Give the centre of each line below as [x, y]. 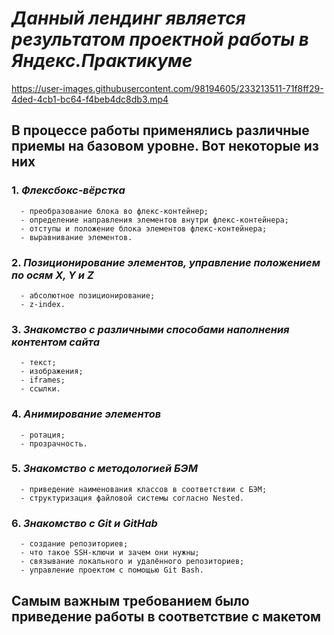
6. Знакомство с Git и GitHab [84, 523]
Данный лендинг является [128, 18]
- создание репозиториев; [74, 544]
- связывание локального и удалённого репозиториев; [132, 562]
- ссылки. [40, 389]
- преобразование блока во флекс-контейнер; [114, 211]
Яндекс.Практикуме [102, 61]
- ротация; [43, 435]
